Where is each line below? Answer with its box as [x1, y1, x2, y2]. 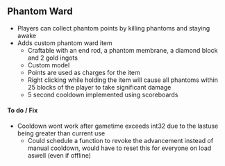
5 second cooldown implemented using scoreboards [27, 90, 178, 99]
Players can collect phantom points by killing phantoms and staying [17, 24, 210, 32]
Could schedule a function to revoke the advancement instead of [27, 137, 214, 145]
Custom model [27, 60, 70, 69]
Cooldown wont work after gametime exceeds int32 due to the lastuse [17, 122, 219, 131]
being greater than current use [17, 129, 106, 138]
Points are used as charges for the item [27, 68, 140, 76]
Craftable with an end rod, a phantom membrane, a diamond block [27, 46, 218, 54]
